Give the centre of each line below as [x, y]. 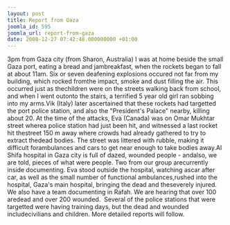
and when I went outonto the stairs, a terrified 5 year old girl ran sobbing [110, 96]
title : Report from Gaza [43, 20]
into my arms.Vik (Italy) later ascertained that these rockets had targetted [112, 103]
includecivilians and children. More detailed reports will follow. [96, 214]
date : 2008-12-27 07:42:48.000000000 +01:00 [72, 40]
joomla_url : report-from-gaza [51, 33]
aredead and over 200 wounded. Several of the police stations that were [112, 199]
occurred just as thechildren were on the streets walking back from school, [114, 89]
